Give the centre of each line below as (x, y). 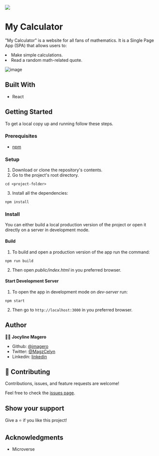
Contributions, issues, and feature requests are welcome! (62, 383)
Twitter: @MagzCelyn (34, 351)
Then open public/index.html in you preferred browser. (67, 270)
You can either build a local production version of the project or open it (76, 225)
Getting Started (29, 112)
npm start (15, 301)
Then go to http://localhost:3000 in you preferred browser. (72, 310)
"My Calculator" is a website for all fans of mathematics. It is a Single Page (79, 40)
